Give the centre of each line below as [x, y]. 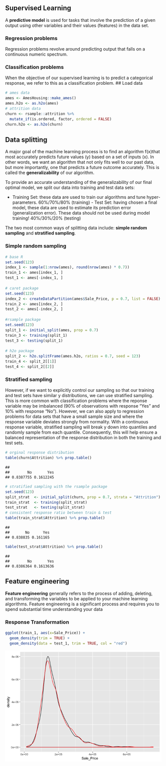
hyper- [153, 197]
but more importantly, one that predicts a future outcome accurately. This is [82, 168]
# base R [14, 257]
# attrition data [23, 109]
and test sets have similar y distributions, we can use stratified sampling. [79, 396]
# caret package [22, 288]
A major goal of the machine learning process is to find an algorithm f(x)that [83, 152]
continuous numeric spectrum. [36, 55]
